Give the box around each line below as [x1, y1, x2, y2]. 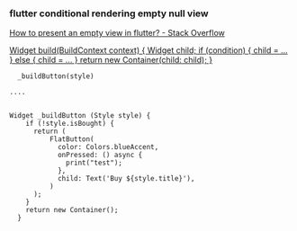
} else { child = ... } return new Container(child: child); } [9, 55, 213, 66]
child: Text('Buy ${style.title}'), [57, 174, 195, 183]
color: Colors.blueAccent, [57, 143, 159, 152]
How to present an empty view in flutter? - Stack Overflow [9, 28, 225, 39]
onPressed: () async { [57, 151, 143, 160]
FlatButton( [49, 135, 94, 144]
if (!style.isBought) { [25, 120, 115, 129]
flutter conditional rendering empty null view [9, 7, 209, 20]
